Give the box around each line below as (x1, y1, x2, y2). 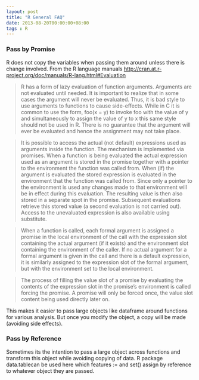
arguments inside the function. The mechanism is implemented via (20, 145, 185, 152)
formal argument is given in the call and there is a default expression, (20, 252, 191, 259)
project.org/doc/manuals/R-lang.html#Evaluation (6, 71, 126, 78)
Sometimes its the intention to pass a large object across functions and (6, 348, 181, 356)
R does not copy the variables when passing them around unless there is (6, 59, 185, 66)
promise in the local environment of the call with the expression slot (20, 233, 187, 240)
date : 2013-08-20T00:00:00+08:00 (6, 20, 89, 26)
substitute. (20, 215, 47, 222)
